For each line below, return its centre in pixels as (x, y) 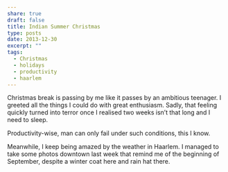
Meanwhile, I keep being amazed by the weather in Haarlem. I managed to (113, 147)
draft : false (26, 20)
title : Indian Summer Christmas (54, 26)
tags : (15, 53)
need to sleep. (28, 120)
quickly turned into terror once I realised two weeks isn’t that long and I (109, 112)
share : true (24, 14)
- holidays (29, 65)
